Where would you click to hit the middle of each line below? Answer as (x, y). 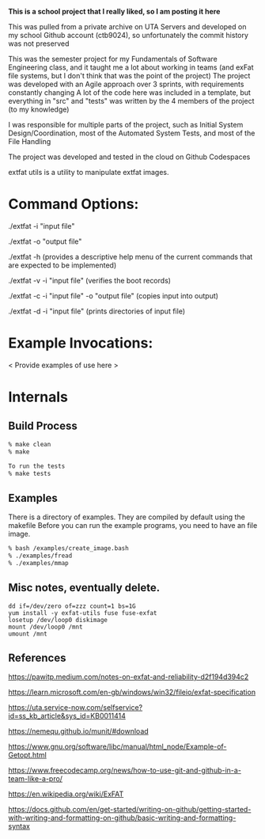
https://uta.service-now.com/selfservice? (76, 708)
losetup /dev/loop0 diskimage (58, 620)
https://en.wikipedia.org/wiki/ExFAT (66, 794)
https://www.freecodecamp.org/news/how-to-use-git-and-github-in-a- (125, 770)
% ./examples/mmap (38, 563)
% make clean (30, 444)
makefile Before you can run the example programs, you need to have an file (133, 526)
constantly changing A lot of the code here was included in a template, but (130, 93)
